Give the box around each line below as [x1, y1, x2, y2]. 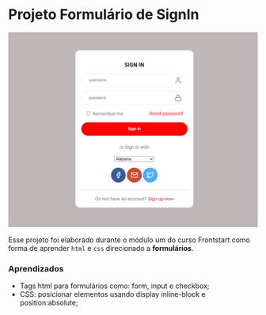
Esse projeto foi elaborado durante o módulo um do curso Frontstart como [8, 235, 251, 245]
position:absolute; [19, 298, 78, 307]
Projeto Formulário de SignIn [8, 6, 199, 24]
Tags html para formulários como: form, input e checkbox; [19, 281, 210, 290]
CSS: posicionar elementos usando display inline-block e [19, 289, 206, 298]
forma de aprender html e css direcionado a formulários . [8, 243, 194, 252]
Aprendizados [8, 263, 64, 274]
